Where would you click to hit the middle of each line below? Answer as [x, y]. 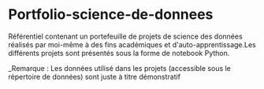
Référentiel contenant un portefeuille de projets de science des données [125, 36]
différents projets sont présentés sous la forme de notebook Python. [119, 53]
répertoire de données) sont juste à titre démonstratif [95, 76]
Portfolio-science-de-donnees [111, 15]
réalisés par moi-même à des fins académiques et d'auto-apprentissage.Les [132, 44]
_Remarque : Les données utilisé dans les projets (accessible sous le [119, 68]
